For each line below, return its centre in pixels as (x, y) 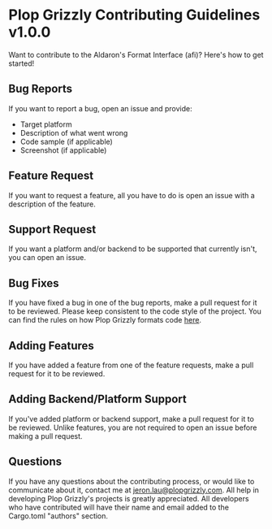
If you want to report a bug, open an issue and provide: (100, 108)
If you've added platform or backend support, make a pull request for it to (131, 418)
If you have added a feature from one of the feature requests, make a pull (131, 365)
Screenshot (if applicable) (63, 150)
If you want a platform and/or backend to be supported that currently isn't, (133, 249)
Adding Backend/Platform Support (97, 399)
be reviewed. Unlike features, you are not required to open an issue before (133, 427)
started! (22, 63)
